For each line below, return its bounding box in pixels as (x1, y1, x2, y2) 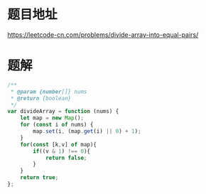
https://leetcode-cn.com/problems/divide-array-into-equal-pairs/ (7, 30, 199, 39)
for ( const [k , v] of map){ (20, 141, 97, 148)
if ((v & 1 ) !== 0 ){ (33, 147, 91, 155)
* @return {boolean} (10, 95, 72, 102)
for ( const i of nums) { (20, 122, 94, 129)
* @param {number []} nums (10, 88, 87, 95)
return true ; (20, 174, 59, 181)
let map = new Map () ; (20, 114, 84, 122)
